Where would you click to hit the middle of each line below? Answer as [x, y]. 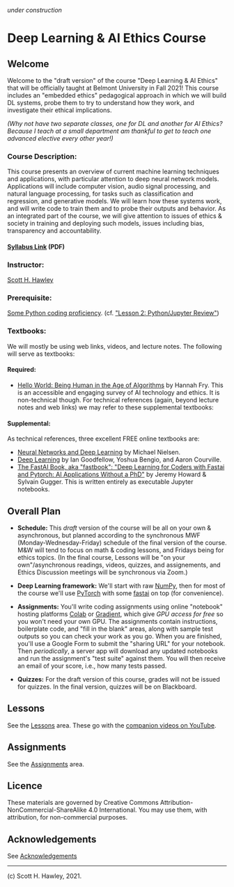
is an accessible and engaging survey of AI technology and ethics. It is [118, 392]
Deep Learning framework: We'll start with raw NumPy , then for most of [121, 586]
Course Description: [42, 156]
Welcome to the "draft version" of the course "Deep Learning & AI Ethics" [112, 80]
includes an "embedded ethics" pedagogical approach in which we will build [117, 95]
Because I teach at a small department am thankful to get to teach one [109, 131]
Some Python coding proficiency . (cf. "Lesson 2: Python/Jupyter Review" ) [113, 313]
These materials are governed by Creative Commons [83, 803]
